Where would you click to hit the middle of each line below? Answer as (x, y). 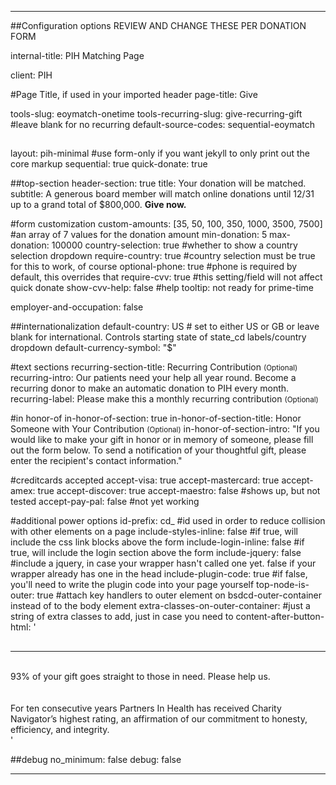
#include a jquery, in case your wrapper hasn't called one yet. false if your (163, 563)
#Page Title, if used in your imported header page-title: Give (134, 94)
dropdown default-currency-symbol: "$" (93, 348)
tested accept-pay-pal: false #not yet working (105, 502)
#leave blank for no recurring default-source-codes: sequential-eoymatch (163, 124)
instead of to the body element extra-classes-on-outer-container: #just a (160, 606)
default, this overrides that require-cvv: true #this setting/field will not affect (166, 277)
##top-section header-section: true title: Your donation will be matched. (158, 183)
